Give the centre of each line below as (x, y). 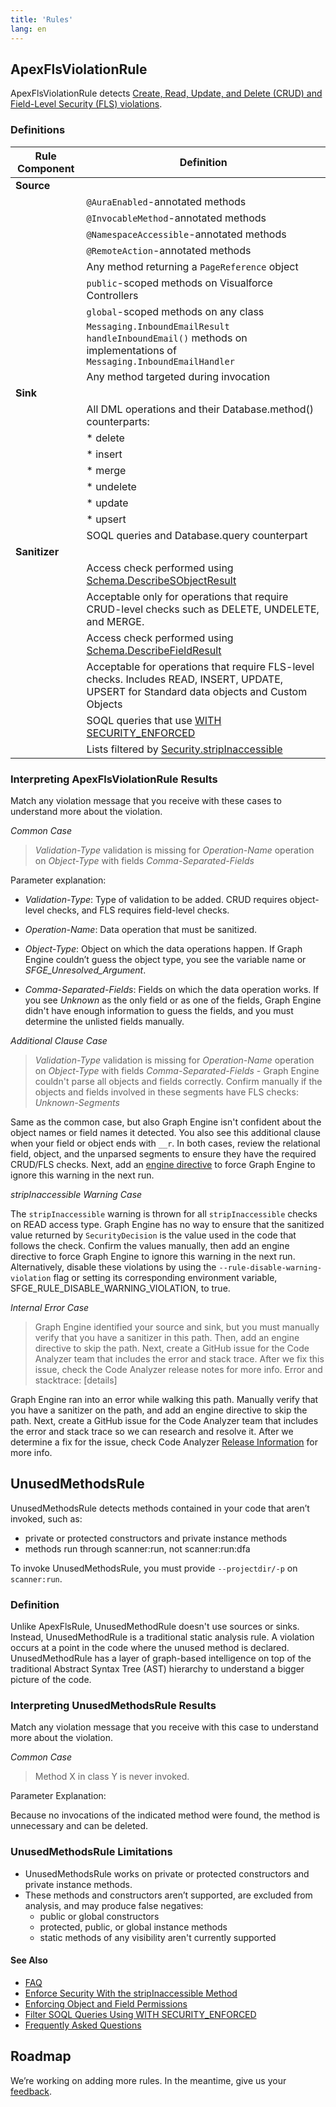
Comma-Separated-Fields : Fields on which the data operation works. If (172, 989)
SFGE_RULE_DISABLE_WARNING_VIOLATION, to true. (120, 1288)
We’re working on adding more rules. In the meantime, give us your (148, 2080)
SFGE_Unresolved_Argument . (85, 970)
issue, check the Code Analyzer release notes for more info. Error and (178, 1369)
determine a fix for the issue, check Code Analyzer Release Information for (164, 1442)
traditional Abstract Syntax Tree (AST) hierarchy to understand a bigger (157, 1669)
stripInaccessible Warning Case (76, 1194)
